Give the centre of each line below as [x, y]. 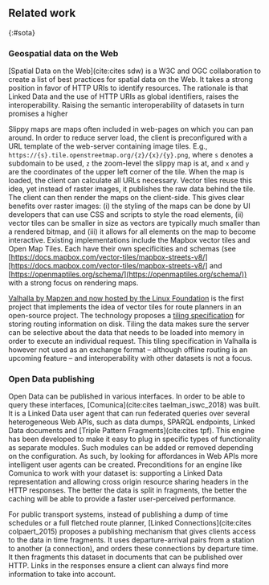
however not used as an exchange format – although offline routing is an [128, 350]
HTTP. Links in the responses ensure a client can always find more [118, 566]
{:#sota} [22, 32]
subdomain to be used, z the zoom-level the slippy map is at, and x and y [129, 163]
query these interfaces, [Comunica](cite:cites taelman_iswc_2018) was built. [134, 405]
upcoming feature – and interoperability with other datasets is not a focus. [130, 358]
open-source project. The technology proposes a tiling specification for [126, 316]
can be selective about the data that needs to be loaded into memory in [126, 333]
